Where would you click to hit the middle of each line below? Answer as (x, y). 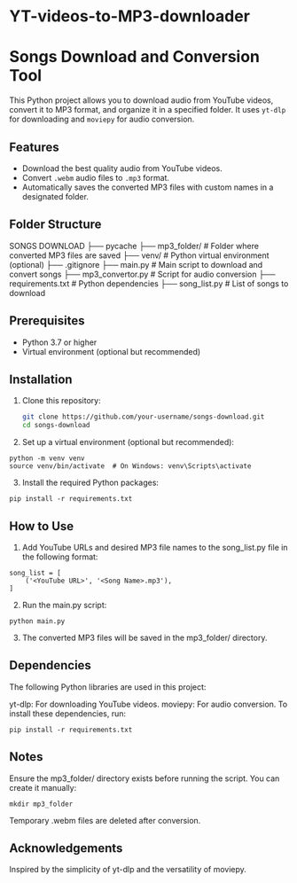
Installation (41, 379)
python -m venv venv (47, 458)
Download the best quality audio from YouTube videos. (122, 168)
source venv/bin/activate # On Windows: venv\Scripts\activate (130, 466)
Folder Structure (55, 225)
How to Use (42, 526)
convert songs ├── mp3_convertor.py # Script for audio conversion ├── (142, 274)
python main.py (37, 621)
